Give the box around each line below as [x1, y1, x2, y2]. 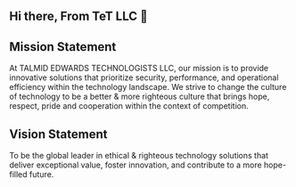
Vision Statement [9, 126, 108, 142]
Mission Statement [9, 39, 117, 54]
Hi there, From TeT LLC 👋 [9, 9, 149, 24]
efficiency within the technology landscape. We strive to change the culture [9, 82, 287, 93]
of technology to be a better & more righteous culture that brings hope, [9, 91, 270, 102]
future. [29, 169, 54, 180]
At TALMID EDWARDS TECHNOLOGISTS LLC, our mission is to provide [9, 63, 269, 74]
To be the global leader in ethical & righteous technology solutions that [9, 150, 269, 161]
